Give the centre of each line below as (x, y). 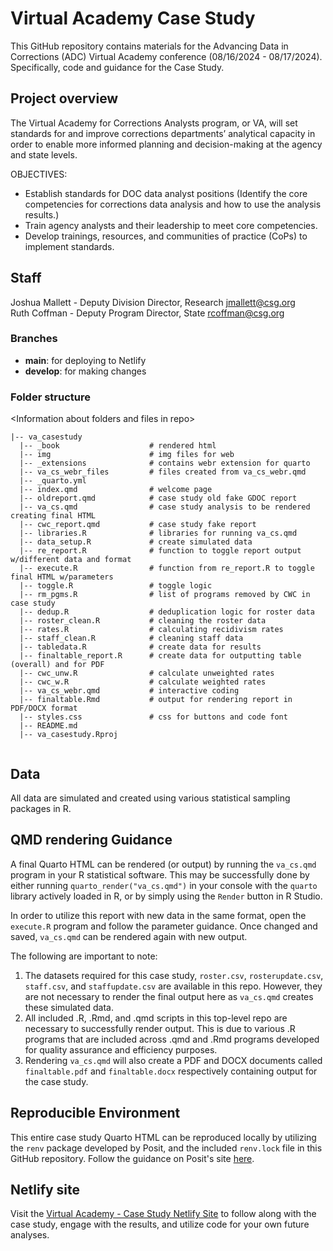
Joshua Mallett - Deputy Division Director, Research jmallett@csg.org (153, 302)
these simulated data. (69, 1007)
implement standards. (69, 246)
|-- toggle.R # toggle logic (116, 586)
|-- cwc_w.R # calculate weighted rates (143, 682)
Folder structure (50, 397)
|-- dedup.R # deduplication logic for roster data (167, 612)
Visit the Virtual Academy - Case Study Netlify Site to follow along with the (163, 1214)
